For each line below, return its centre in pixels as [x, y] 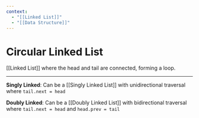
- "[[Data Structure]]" [41, 22]
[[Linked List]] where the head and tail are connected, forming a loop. [91, 68]
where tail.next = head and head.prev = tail [63, 109]
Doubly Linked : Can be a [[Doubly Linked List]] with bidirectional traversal [97, 103]
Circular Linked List [55, 52]
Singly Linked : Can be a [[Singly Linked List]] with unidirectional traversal [96, 85]
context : [17, 12]
